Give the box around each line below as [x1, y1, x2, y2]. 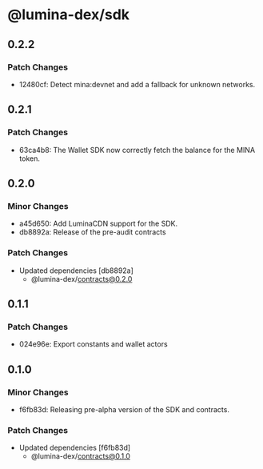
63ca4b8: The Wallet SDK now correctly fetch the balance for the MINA [18, 145, 256, 154]
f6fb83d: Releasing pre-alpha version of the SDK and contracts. [18, 404, 229, 414]
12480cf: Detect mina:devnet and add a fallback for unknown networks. [18, 79, 256, 89]
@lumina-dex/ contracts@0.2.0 [30, 274, 133, 283]
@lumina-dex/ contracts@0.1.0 [30, 451, 131, 461]
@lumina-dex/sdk [7, 6, 130, 24]
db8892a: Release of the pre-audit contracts [18, 227, 166, 237]
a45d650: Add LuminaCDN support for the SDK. [18, 218, 177, 229]
